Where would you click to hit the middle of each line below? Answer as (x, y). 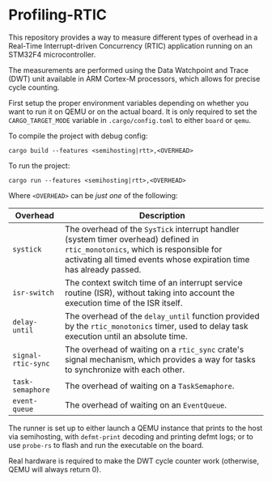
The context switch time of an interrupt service (153, 282)
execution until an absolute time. (126, 336)
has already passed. (103, 269)
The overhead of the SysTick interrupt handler (152, 229)
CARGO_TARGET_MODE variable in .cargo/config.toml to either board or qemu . (130, 120)
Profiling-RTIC (58, 15)
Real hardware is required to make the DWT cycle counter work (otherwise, (134, 461)
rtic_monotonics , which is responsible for (143, 249)
